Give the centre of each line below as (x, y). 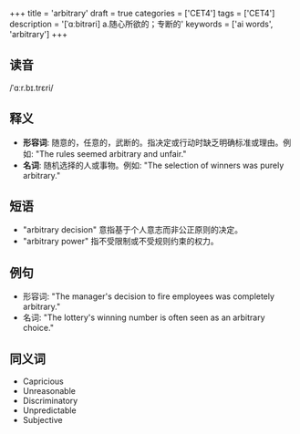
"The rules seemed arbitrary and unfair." (111, 153)
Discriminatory (50, 401)
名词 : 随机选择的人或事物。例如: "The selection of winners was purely (153, 165)
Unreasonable (49, 391)
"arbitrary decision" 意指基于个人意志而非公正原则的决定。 (133, 230)
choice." (38, 328)
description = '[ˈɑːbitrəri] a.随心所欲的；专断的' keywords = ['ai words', (141, 24)
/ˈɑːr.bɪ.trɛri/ (31, 88)
